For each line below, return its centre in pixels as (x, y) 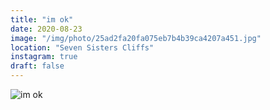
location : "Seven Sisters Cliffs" (82, 47)
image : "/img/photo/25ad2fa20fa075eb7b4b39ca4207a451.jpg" (136, 38)
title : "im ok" (42, 19)
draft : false (37, 66)
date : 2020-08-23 (46, 29)
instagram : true (44, 57)
